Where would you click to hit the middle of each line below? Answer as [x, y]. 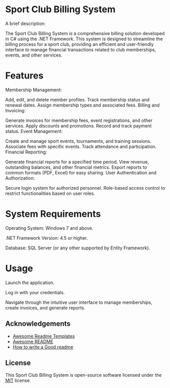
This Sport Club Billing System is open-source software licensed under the [83, 375]
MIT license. [18, 380]
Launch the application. [30, 282]
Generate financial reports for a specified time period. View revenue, [77, 162]
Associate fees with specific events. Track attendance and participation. [81, 146]
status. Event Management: [34, 131]
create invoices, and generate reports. [45, 307]
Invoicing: [16, 110]
